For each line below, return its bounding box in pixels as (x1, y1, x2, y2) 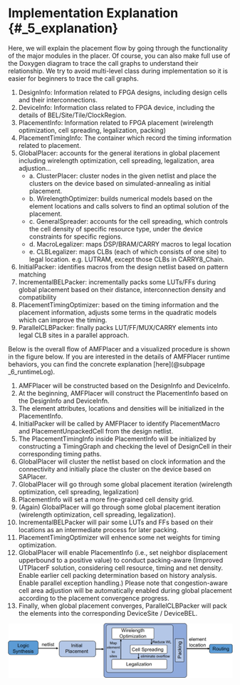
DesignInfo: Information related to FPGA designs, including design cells (18, 88, 227, 96)
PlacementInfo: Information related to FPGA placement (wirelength (18, 118, 214, 126)
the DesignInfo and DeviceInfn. (18, 396, 110, 405)
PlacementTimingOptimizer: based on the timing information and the (18, 300, 219, 309)
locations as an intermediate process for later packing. (18, 525, 179, 534)
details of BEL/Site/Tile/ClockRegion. (18, 111, 127, 119)
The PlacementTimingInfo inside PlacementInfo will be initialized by (18, 434, 216, 443)
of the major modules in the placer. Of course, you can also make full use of (8, 51, 231, 60)
